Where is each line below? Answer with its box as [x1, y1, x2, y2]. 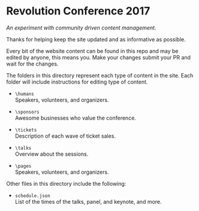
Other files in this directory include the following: [6, 180, 126, 187]
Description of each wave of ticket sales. [14, 132, 116, 139]
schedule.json [14, 192, 50, 199]
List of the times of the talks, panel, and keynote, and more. [14, 198, 162, 205]
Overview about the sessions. [14, 150, 89, 157]
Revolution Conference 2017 [6, 4, 150, 18]
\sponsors [14, 109, 40, 115]
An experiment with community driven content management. [6, 24, 156, 31]
